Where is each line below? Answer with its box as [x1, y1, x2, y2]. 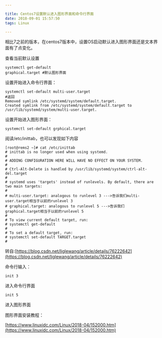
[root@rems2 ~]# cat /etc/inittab [5, 145, 76, 150]
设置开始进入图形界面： [5, 117, 52, 122]
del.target [5, 171, 27, 176]
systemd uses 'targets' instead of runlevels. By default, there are [9, 180, 154, 185]
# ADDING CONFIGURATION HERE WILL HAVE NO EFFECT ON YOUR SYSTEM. [5, 158, 143, 163]
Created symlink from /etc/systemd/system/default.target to [5, 103, 132, 108]
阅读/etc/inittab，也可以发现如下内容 [5, 136, 79, 142]
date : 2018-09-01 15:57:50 [5, 16, 60, 21]
